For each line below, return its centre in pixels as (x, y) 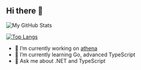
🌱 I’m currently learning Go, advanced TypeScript (75, 55)
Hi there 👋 (25, 11)
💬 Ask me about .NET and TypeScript (60, 61)
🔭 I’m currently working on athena (56, 48)
